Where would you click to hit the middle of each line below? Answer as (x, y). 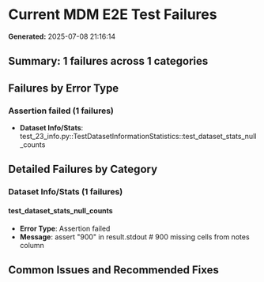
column (32, 245)
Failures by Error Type (64, 88)
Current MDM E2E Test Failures (113, 15)
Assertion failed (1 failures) (61, 111)
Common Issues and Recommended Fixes (114, 270)
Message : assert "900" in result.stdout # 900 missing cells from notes (135, 237)
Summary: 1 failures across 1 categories (108, 61)
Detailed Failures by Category (83, 169)
